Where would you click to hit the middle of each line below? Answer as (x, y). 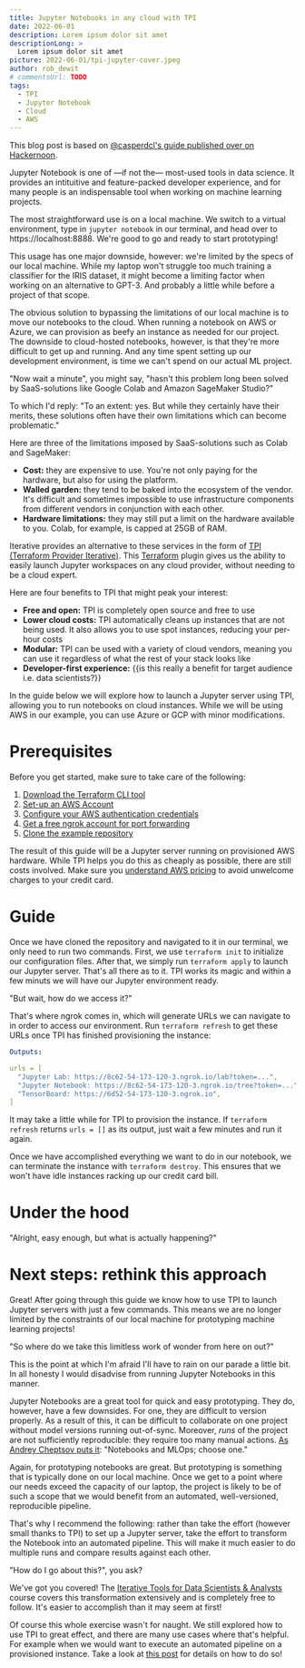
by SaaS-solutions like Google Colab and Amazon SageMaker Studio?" (142, 389)
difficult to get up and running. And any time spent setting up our (131, 351)
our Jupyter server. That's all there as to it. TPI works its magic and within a (151, 971)
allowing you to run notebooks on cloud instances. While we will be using (146, 706)
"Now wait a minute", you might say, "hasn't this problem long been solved (149, 379)
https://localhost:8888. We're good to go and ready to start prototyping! (144, 239)
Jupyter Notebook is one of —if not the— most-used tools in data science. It (152, 173)
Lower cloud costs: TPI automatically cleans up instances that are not (153, 620)
